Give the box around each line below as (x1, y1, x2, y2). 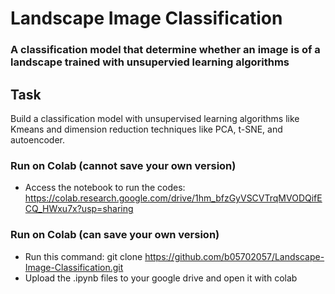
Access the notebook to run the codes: (24, 182, 186, 194)
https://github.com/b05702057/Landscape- (144, 250, 325, 262)
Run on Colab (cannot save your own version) (10, 158, 237, 172)
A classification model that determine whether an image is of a (10, 43, 321, 57)
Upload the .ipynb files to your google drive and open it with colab (24, 272, 298, 284)
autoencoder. (10, 133, 65, 146)
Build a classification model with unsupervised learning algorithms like (10, 112, 300, 124)
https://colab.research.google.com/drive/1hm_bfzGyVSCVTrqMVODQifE (24, 192, 323, 204)
